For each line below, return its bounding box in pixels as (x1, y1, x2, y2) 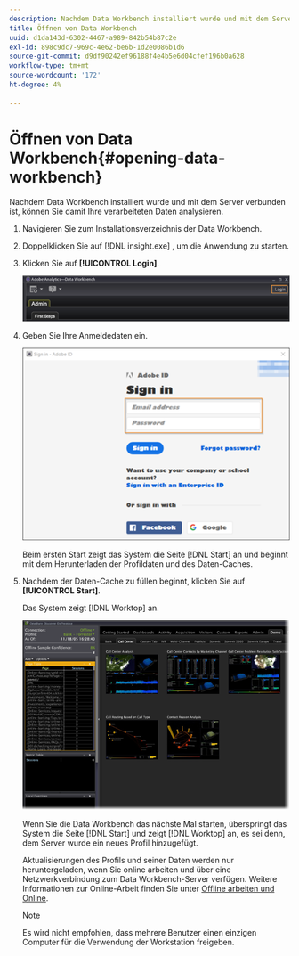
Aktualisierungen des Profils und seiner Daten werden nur (21, 855, 234, 866)
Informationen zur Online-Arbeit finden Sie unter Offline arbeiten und (21, 883, 275, 895)
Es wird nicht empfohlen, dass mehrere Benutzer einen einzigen (21, 927, 257, 938)
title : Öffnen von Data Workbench (9, 23, 138, 33)
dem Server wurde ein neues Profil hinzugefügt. (21, 838, 198, 848)
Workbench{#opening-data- (9, 148, 226, 168)
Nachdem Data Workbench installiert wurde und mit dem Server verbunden (9, 196, 287, 207)
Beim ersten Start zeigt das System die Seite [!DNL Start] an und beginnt (21, 549, 289, 560)
